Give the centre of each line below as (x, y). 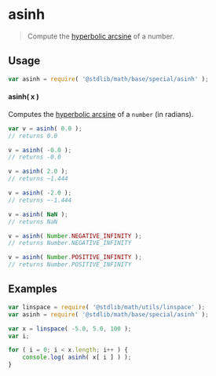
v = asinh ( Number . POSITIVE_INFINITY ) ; (75, 257)
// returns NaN (33, 221)
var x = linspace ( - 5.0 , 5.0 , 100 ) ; (70, 329)
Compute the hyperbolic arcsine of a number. (101, 36)
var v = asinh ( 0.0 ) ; (45, 128)
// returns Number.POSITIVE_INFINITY (70, 265)
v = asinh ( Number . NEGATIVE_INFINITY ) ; (75, 236)
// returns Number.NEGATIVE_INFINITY (70, 243)
